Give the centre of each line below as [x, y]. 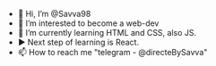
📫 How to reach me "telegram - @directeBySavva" [112, 52]
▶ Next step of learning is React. [78, 42]
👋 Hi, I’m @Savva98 [54, 14]
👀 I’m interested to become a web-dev [88, 23]
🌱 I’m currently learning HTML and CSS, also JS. [107, 33]
